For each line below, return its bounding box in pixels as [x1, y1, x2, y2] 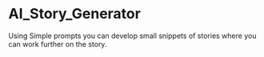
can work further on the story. [8, 39, 107, 48]
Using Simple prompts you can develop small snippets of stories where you [8, 31, 257, 40]
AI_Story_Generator [8, 5, 142, 23]
